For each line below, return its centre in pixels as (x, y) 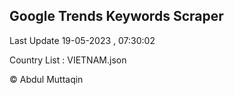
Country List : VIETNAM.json (68, 60)
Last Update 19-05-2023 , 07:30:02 (82, 40)
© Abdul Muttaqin (46, 79)
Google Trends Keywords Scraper (116, 16)
